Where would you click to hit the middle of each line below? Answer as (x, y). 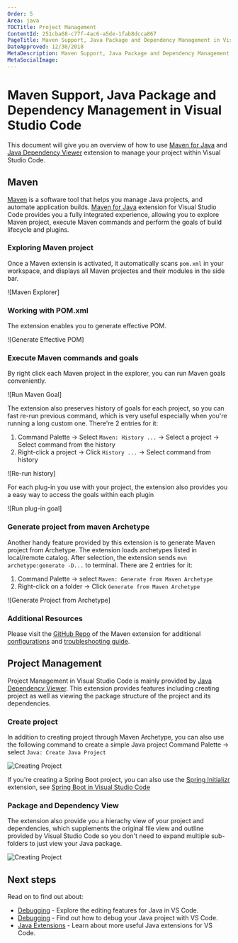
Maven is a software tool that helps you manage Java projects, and (105, 199)
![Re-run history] (32, 474)
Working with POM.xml (48, 311)
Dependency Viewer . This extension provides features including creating (113, 688)
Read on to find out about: (45, 897)
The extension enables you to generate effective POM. (87, 326)
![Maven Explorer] (34, 292)
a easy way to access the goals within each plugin (81, 495)
